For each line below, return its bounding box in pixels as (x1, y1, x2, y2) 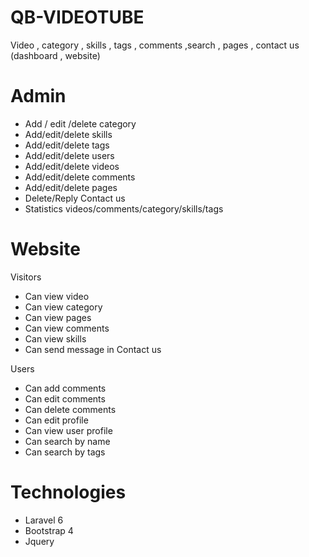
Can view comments (24, 322, 110, 334)
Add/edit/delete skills (24, 128, 113, 140)
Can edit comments (24, 392, 106, 405)
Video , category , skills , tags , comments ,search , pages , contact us (10, 39, 300, 51)
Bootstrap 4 (24, 524, 74, 536)
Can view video (24, 290, 90, 302)
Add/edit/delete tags (24, 139, 110, 151)
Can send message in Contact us (24, 343, 162, 355)
